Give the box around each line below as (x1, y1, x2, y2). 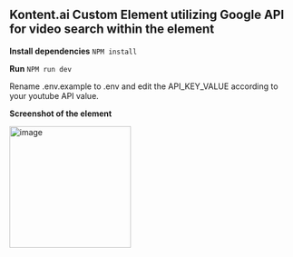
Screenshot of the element (9, 108, 112, 119)
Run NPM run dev (9, 63, 73, 74)
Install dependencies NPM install (9, 45, 138, 56)
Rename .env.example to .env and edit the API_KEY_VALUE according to (9, 81, 278, 92)
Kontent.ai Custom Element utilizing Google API (9, 7, 285, 23)
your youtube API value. (9, 90, 100, 101)
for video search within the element (9, 22, 215, 37)
